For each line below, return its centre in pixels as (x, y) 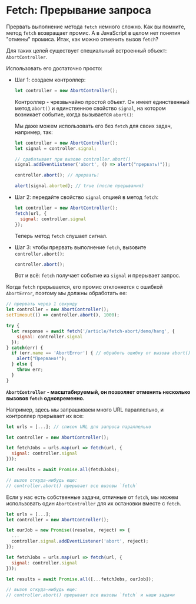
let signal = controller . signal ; (56, 148)
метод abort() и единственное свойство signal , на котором (90, 108)
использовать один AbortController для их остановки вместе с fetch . (94, 503)
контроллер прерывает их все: (45, 416)
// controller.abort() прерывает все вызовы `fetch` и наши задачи (91, 595)
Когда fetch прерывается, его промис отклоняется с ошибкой (84, 287)
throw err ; (30, 370)
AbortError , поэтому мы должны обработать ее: (67, 293)
